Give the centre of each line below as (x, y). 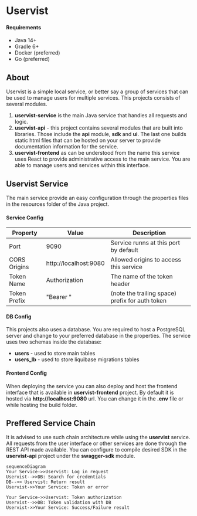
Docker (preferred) (37, 53)
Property (25, 233)
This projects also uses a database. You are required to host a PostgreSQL (96, 330)
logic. (21, 122)
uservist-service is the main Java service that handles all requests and (101, 116)
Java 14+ (26, 40)
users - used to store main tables (55, 354)
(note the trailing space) (144, 293)
